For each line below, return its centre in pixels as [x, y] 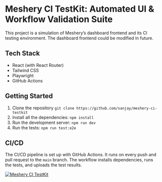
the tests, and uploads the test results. [43, 165]
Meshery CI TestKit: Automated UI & [80, 9]
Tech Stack [22, 53]
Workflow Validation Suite [59, 19]
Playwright [23, 75]
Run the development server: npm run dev [54, 122]
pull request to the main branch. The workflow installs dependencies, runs [79, 160]
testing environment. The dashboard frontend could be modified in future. [79, 38]
